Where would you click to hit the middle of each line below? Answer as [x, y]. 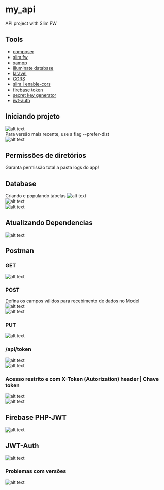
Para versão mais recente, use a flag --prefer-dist [57, 134]
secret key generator [35, 95]
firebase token [28, 90]
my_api [20, 9]
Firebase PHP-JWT [36, 417]
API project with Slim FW [31, 23]
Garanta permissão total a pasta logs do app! [52, 168]
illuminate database [33, 68]
